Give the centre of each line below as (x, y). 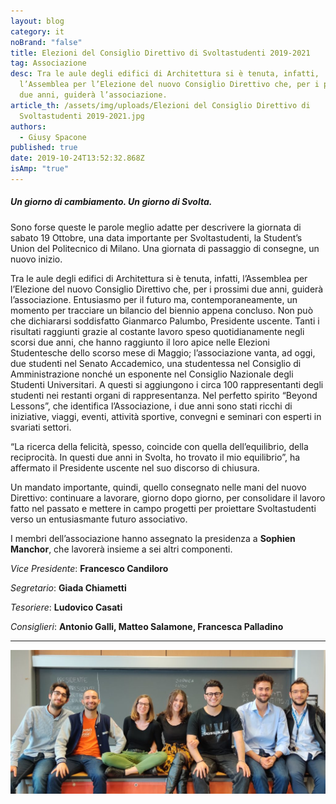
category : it (37, 31)
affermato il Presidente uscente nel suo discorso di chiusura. (135, 467)
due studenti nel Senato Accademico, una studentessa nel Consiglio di (156, 363)
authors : (28, 126)
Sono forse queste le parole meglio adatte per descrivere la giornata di (156, 227)
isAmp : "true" (40, 169)
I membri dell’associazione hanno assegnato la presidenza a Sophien (153, 538)
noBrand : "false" (46, 42)
